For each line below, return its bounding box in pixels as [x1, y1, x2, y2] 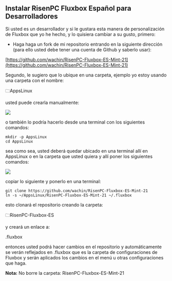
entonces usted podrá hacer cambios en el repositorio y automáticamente [5, 244, 162, 250]
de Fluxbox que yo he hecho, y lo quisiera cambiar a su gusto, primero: [5, 31, 156, 37]
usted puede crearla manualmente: [5, 99, 80, 106]
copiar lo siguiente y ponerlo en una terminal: [5, 178, 101, 184]
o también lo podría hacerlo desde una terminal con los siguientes [5, 119, 145, 125]
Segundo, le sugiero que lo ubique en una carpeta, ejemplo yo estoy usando [5, 72, 167, 78]
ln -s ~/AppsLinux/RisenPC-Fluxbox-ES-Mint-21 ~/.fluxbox [5, 192, 132, 198]
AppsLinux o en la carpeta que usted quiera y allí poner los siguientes [5, 153, 153, 159]
